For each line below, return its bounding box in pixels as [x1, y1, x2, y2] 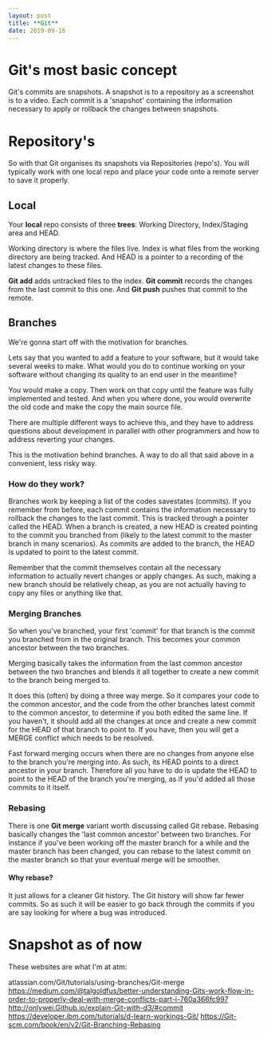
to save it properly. [8, 175, 70, 185]
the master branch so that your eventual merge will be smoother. [8, 854, 221, 864]
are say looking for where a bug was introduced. [8, 907, 167, 917]
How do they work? [8, 478, 85, 489]
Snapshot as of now [8, 936, 143, 954]
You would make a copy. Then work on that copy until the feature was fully [8, 384, 253, 395]
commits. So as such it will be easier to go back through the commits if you [8, 899, 255, 909]
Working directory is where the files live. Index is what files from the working [8, 244, 260, 254]
